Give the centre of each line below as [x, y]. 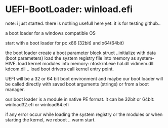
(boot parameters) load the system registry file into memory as [71, 58]
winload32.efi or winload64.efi [37, 104]
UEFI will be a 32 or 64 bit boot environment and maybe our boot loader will [84, 78]
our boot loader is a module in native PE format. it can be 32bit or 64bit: [80, 99]
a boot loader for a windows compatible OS [51, 33]
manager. [15, 89]
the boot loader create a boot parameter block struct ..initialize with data [80, 53]
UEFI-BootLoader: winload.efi [69, 9]
